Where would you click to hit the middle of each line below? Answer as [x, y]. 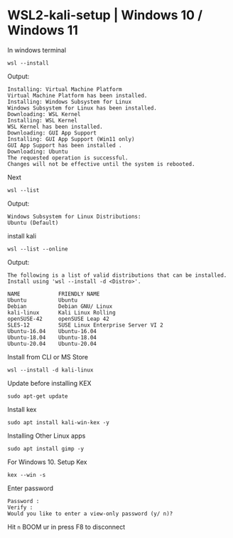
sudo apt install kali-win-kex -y [59, 422]
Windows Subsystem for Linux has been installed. [82, 108]
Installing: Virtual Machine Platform [65, 89]
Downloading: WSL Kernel [44, 114]
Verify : [20, 507]
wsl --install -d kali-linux [50, 370]
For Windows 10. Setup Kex [47, 462]
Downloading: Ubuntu [38, 152]
